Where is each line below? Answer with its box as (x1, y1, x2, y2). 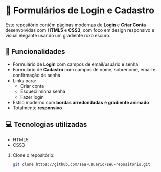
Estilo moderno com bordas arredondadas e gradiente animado (12, 99, 149, 105)
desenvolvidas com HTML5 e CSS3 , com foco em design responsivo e (5, 27, 155, 33)
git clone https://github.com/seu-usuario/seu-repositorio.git (12, 162, 151, 167)
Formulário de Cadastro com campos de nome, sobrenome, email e (12, 66, 156, 72)
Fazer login (20, 93, 44, 100)
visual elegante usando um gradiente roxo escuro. (5, 32, 111, 39)
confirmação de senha (12, 72, 60, 78)
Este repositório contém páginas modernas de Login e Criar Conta (5, 22, 146, 28)
